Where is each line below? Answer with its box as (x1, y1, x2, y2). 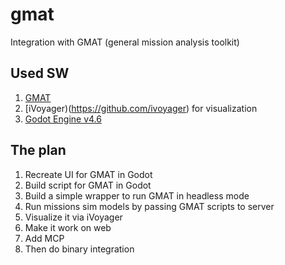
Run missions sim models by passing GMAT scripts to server (24, 200, 275, 212)
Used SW (10, 65, 70, 82)
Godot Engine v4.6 (24, 113, 102, 125)
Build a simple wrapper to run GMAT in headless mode (24, 189, 250, 202)
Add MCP (24, 232, 65, 244)
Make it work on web (24, 221, 112, 233)
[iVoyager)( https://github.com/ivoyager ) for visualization (24, 102, 258, 114)
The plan (10, 142, 67, 159)
